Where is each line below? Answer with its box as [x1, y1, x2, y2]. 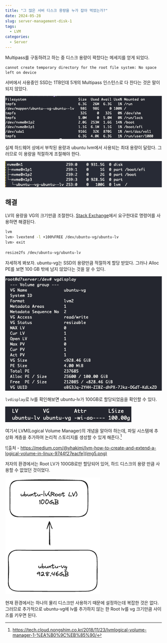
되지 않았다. [5, 85, 28, 92]
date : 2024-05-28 [5, 13, 41, 18]
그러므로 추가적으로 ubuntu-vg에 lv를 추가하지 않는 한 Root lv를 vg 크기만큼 [5, 606, 153, 612]
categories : [5, 34, 30, 39]
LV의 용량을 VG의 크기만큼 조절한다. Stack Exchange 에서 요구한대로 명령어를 [5, 212, 156, 218]
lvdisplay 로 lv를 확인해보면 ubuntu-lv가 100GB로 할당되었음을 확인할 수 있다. [5, 396, 158, 402]
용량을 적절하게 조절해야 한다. [23, 151, 81, 157]
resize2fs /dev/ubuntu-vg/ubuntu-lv [5, 250, 81, 255]
